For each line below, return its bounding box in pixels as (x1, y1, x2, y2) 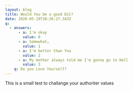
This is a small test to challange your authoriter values (5, 80, 114, 86)
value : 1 (23, 44, 41, 49)
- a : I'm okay (18, 30, 48, 35)
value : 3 (23, 62, 41, 67)
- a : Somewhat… (18, 39, 50, 44)
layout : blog (5, 7, 32, 12)
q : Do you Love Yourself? (14, 67, 67, 72)
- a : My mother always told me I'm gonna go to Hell (18, 58, 129, 62)
